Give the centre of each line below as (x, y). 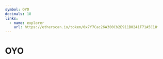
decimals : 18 (18, 14)
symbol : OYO (17, 9)
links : (12, 18)
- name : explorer (27, 23)
